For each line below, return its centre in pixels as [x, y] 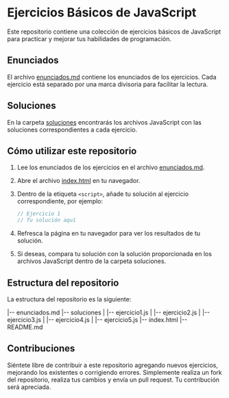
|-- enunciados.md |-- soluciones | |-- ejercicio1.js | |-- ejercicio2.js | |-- [109, 312]
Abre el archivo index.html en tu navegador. [79, 181]
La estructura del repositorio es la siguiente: [69, 299]
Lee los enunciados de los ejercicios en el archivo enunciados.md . [111, 167]
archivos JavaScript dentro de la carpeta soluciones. [92, 261]
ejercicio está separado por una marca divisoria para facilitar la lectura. [108, 84]
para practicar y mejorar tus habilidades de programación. [89, 38]
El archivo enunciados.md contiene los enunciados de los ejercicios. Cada [112, 77]
